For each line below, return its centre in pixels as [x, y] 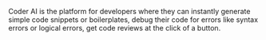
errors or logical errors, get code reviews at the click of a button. [115, 28]
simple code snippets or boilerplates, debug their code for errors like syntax [133, 20]
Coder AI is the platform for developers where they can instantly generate [129, 11]
